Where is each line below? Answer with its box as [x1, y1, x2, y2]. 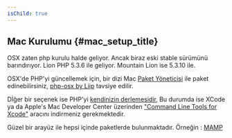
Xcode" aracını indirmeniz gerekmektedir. [7, 110, 126, 118]
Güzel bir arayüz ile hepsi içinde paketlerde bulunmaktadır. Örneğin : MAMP [7, 124, 223, 132]
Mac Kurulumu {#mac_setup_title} [7, 36, 159, 48]
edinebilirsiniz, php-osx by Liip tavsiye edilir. [7, 82, 134, 90]
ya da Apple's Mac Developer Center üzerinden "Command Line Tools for [7, 103, 217, 111]
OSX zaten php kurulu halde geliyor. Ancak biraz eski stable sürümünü [7, 54, 208, 62]
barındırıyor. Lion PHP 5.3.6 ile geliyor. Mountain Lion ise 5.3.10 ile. [7, 61, 196, 70]
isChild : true [7, 10, 48, 17]
